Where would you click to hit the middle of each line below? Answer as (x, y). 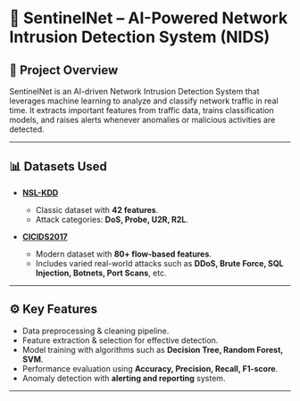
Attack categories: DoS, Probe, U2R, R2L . (112, 219)
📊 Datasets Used (58, 167)
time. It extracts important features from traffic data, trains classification (142, 110)
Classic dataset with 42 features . (97, 209)
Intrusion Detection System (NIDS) (140, 37)
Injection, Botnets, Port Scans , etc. (101, 273)
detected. (27, 129)
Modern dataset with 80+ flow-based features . (124, 254)
